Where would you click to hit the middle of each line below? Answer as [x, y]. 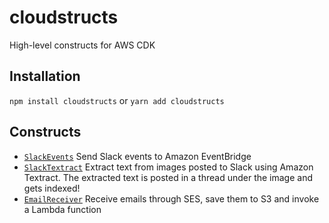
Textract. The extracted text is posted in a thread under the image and [168, 177]
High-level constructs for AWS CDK [82, 45]
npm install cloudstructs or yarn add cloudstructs [117, 100]
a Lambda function [62, 209]
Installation [45, 76]
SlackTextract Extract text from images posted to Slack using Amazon [168, 167]
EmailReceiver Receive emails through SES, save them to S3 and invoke [171, 198]
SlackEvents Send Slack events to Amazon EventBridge [137, 156]
